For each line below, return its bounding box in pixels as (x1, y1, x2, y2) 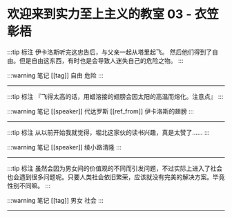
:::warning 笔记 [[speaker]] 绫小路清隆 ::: (7, 143, 122, 151)
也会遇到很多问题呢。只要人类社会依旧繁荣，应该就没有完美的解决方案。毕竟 (7, 172, 225, 181)
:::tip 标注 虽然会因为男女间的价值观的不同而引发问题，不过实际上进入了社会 (7, 164, 223, 172)
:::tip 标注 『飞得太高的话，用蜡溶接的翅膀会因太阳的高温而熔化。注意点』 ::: (7, 92, 224, 100)
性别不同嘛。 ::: (7, 181, 51, 190)
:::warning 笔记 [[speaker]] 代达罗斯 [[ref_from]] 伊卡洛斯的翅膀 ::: (7, 107, 195, 115)
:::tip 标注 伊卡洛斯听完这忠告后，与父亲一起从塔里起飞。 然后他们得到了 (7, 48, 213, 56)
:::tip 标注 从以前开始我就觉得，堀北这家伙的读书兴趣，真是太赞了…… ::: (7, 128, 210, 136)
